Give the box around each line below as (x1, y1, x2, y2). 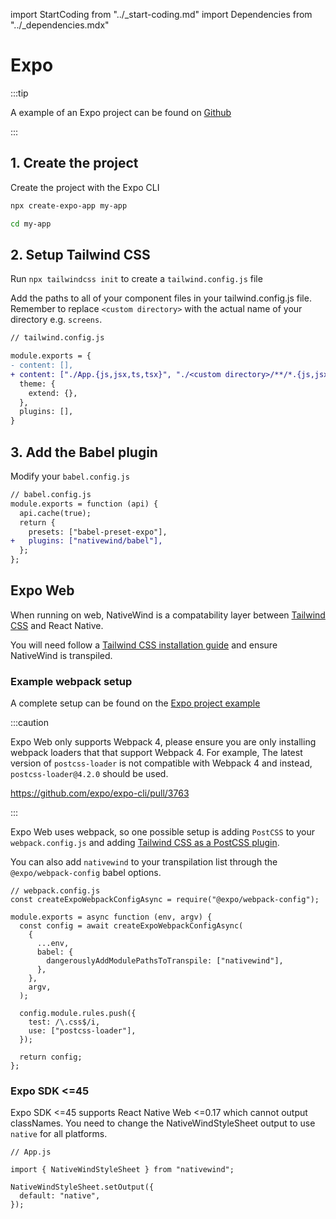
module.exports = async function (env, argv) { (10, 912, 213, 923)
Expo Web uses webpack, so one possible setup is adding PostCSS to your (10, 826, 315, 838)
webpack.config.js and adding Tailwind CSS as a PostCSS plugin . (10, 837, 280, 849)
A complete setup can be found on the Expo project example (10, 697, 261, 709)
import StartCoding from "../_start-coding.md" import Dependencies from (10, 9, 313, 20)
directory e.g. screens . (10, 314, 103, 326)
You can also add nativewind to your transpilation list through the (10, 856, 278, 868)
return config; (19, 1052, 83, 1063)
